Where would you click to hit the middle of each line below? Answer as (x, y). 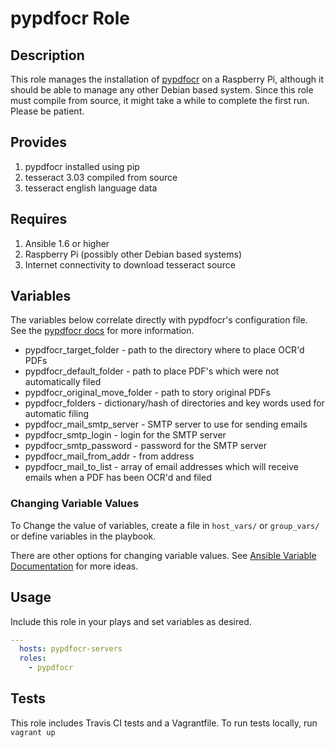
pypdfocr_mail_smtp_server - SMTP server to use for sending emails (166, 424)
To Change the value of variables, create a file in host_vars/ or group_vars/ (165, 525)
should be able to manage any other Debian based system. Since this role (162, 90)
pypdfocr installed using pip (82, 166)
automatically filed (63, 382)
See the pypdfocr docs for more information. (102, 331)
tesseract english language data (91, 188)
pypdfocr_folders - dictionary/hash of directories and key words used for (174, 403)
